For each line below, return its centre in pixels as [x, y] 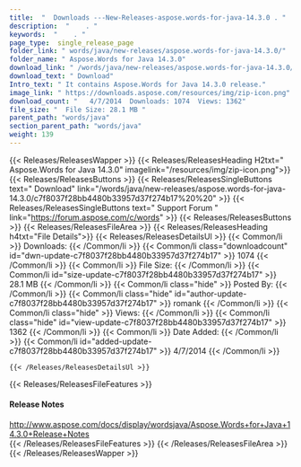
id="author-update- [211, 294]
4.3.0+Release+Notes [49, 434]
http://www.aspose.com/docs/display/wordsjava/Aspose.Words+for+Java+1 [150, 425]
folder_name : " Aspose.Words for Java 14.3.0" [98, 59]
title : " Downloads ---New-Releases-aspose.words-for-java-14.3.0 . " [148, 18]
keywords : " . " [48, 34]
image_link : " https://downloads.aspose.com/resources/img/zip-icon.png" [150, 93]
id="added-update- [116, 341]
